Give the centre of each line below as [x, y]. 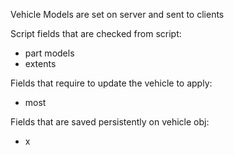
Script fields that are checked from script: [96, 33]
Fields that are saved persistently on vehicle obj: [110, 122]
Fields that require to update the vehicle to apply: [111, 83]
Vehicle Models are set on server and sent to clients [117, 14]
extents [40, 63]
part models [49, 53]
